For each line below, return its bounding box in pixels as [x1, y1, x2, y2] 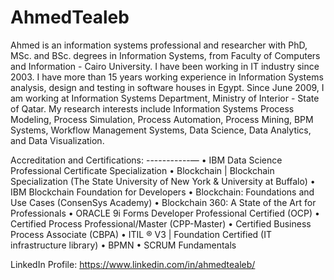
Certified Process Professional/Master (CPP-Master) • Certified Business [10, 217, 312, 230]
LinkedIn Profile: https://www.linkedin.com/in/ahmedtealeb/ [10, 258, 256, 270]
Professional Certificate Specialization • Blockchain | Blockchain [10, 164, 275, 176]
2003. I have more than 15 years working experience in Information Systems [10, 71, 324, 83]
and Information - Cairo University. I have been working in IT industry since [10, 60, 320, 72]
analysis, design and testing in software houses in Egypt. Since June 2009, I [10, 81, 325, 93]
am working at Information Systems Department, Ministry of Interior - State [10, 92, 320, 104]
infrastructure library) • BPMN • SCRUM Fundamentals [10, 239, 237, 251]
